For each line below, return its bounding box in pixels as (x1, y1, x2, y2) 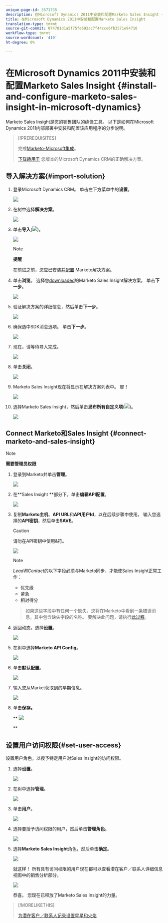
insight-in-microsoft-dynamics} (5, 101, 142, 113)
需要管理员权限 (5, 461, 36, 467)
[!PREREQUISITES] (17, 135, 56, 141)
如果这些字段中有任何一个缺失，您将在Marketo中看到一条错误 (25, 608, 152, 614)
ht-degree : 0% (5, 40, 35, 45)
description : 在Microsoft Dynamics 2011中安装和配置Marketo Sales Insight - (5, 12, 164, 17)
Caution (12, 528, 29, 534)
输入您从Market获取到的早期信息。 (12, 685, 84, 691)
